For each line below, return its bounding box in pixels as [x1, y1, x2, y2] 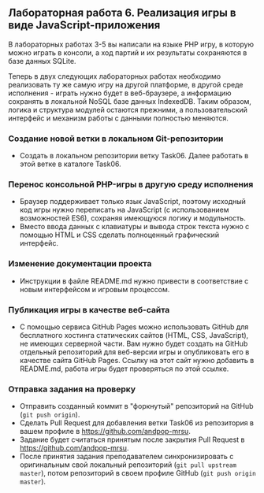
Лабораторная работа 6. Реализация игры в [8, 6, 236, 20]
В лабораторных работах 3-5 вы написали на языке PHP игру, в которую [8, 39, 255, 49]
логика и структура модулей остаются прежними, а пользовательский [8, 105, 248, 114]
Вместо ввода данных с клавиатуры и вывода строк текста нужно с [19, 222, 250, 232]
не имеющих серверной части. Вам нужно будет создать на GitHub [19, 339, 248, 348]
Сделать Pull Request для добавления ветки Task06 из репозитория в [19, 418, 255, 428]
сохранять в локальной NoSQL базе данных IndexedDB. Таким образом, [8, 96, 252, 106]
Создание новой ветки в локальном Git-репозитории [8, 133, 224, 144]
